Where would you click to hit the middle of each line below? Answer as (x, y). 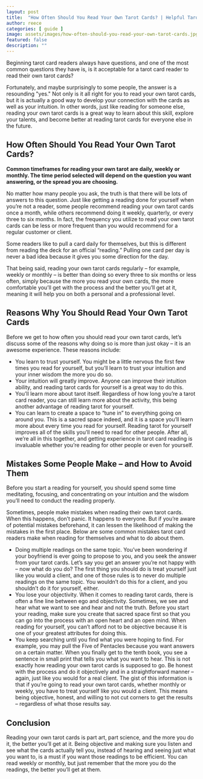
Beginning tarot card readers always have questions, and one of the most (98, 63)
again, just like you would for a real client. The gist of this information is (104, 678)
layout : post (23, 12)
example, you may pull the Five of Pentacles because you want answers (105, 646)
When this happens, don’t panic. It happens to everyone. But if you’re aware (101, 519)
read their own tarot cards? (40, 76)
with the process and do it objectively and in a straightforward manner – (105, 672)
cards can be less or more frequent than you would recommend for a (92, 225)
